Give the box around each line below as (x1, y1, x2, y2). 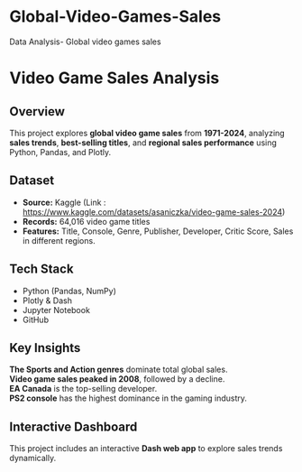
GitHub (22, 314, 50, 325)
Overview (9, 104, 66, 119)
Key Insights (9, 340, 81, 356)
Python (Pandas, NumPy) (22, 285, 117, 296)
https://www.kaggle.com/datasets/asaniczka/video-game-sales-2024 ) (22, 206, 286, 217)
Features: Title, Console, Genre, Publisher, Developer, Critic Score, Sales (22, 226, 294, 236)
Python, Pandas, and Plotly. (9, 146, 112, 157)
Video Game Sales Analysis (9, 68, 220, 88)
